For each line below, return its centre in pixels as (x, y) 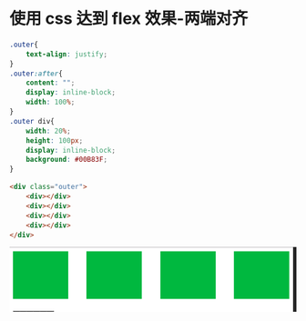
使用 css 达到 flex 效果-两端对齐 (129, 19)
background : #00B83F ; (66, 160)
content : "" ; (51, 83)
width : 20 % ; (48, 131)
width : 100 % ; (51, 102)
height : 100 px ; (55, 140)
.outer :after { (36, 74)
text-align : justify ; (66, 54)
